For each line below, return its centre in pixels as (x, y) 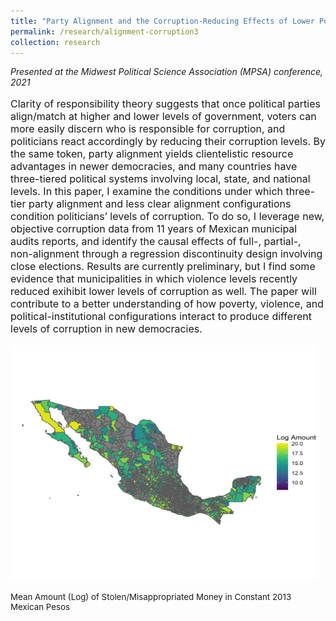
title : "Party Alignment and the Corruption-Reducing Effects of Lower (162, 21)
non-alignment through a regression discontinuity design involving (166, 254)
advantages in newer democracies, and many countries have (154, 167)
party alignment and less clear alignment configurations (160, 204)
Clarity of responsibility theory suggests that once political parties (165, 104)
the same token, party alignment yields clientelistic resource (152, 154)
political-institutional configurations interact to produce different (161, 317)
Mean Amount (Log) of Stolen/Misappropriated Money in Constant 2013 (151, 597)
